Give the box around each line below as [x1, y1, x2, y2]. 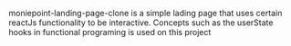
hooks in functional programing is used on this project [8, 27, 212, 37]
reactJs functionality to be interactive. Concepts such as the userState [8, 17, 274, 28]
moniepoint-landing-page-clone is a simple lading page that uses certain [8, 8, 283, 18]
